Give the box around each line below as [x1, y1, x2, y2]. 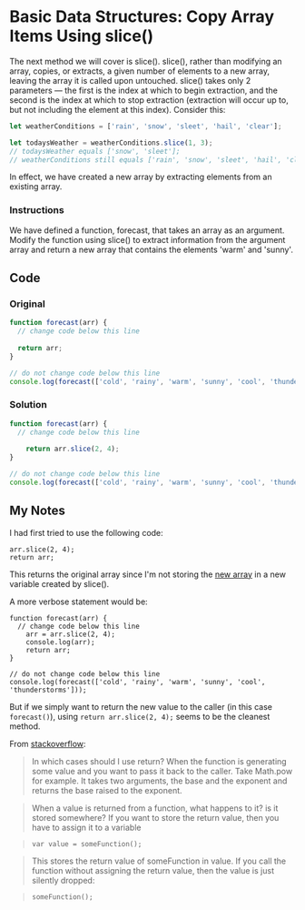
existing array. [9, 181, 63, 192]
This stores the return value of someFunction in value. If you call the [31, 855, 287, 866]
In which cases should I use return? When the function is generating [31, 755, 288, 766]
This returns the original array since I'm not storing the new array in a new [9, 569, 286, 580]
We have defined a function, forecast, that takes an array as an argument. [9, 225, 285, 236]
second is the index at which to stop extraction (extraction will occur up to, [9, 94, 289, 106]
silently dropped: [31, 875, 95, 885]
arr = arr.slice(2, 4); [25, 630, 116, 639]
